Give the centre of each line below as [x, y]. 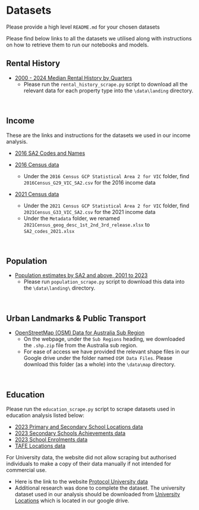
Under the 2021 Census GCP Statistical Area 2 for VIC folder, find [106, 206]
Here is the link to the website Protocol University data [81, 481]
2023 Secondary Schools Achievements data [70, 433]
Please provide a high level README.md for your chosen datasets [83, 27]
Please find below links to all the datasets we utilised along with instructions [99, 38]
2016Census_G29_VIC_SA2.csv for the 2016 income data [90, 182]
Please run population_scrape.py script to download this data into [104, 282]
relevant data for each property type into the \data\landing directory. [108, 91]
